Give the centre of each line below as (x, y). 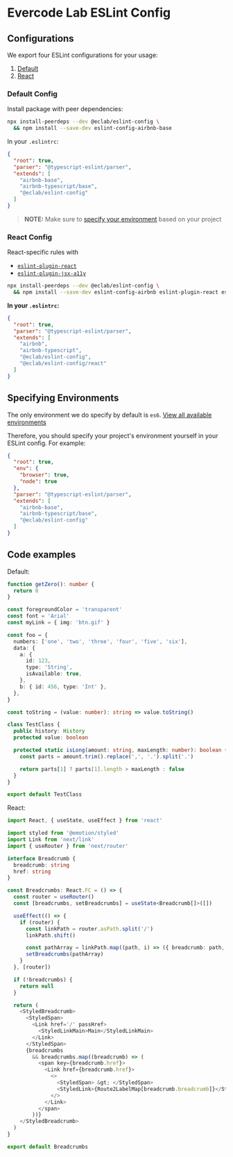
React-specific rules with (43, 252)
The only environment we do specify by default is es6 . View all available (110, 415)
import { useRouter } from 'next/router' (68, 846)
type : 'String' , (49, 667)
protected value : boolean (51, 738)
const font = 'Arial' (38, 616)
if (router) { (40, 922)
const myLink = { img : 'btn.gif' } (59, 623)
